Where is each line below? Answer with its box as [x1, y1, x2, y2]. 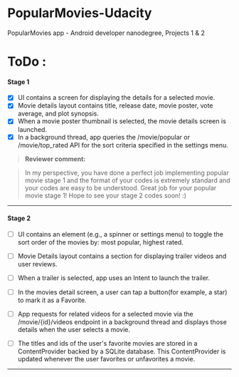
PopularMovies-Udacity [7, 5, 152, 21]
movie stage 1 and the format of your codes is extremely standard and [24, 176, 230, 185]
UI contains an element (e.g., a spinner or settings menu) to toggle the [17, 229, 224, 238]
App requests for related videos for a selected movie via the [17, 310, 193, 319]
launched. [17, 125, 48, 133]
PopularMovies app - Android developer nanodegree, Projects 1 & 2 [7, 29, 205, 37]
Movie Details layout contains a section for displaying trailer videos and [17, 252, 227, 260]
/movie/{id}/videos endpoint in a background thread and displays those [17, 318, 228, 326]
